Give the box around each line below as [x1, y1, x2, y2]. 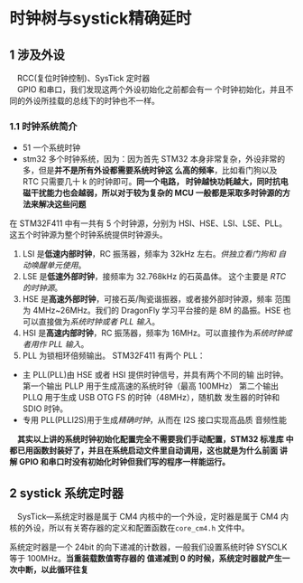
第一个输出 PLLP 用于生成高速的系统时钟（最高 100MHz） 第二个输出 [22, 381, 280, 391]
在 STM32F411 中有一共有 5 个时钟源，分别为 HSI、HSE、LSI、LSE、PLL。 [9, 218, 287, 229]
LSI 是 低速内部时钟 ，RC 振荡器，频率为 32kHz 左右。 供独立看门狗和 [22, 249, 277, 259]
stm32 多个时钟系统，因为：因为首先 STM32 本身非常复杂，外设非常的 [22, 154, 286, 165]
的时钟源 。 [22, 282, 63, 294]
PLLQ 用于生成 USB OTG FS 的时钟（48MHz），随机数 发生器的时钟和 [22, 392, 280, 403]
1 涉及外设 [9, 47, 66, 62]
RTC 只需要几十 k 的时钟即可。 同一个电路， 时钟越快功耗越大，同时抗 [22, 176, 281, 187]
